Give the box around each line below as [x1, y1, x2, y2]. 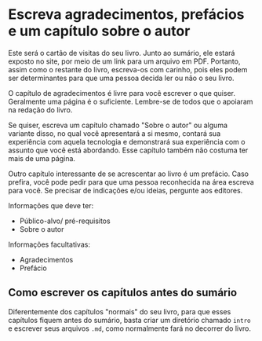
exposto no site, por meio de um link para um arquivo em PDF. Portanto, [8, 57, 241, 66]
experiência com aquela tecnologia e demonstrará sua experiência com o [8, 137, 246, 146]
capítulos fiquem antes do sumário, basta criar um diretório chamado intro [8, 315, 251, 324]
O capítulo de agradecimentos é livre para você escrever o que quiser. [8, 88, 235, 97]
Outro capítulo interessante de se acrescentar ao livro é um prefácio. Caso [8, 169, 249, 178]
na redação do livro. [8, 104, 73, 115]
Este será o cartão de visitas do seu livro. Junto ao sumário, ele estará [8, 48, 235, 57]
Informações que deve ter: [8, 200, 94, 210]
